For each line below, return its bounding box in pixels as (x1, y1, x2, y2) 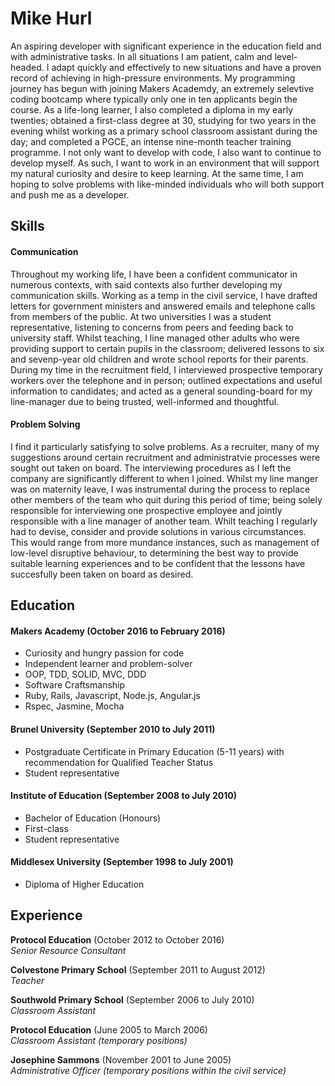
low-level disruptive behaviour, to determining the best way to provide (10, 547, 299, 559)
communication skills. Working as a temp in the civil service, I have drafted (10, 289, 318, 301)
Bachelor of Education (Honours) (24, 812, 162, 824)
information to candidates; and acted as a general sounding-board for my (10, 385, 313, 397)
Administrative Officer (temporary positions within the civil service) (10, 1064, 287, 1076)
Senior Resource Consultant (10, 944, 127, 956)
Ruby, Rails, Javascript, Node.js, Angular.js (24, 690, 201, 702)
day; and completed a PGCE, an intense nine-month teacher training (10, 135, 292, 147)
